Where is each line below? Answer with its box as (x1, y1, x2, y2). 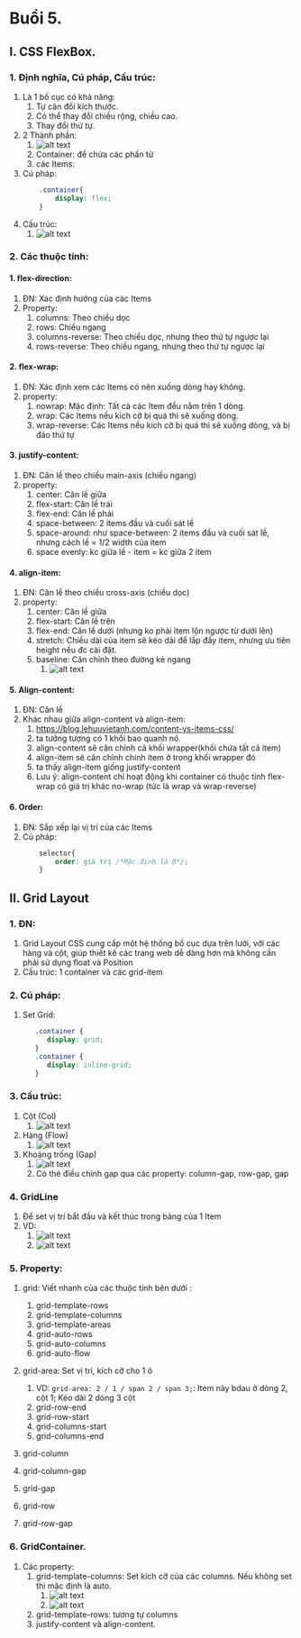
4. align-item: (9, 567, 61, 578)
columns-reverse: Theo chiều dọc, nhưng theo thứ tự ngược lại (35, 331, 269, 341)
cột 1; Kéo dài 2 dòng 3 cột (35, 1392, 136, 1404)
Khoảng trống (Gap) (22, 1149, 97, 1160)
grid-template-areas (35, 1319, 112, 1330)
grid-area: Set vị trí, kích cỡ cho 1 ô (22, 1365, 153, 1377)
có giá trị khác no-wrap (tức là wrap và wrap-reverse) (57, 781, 257, 792)
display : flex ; (55, 194, 113, 203)
